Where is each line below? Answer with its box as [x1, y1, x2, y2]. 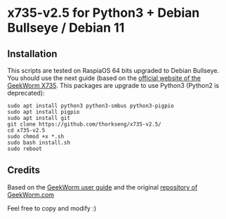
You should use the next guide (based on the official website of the [7, 74, 201, 82]
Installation [7, 48, 58, 60]
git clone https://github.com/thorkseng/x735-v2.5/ [7, 121, 161, 128]
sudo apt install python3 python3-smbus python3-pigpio [7, 102, 174, 109]
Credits [7, 164, 41, 176]
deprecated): [7, 89, 45, 97]
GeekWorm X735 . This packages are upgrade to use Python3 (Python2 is [7, 81, 220, 89]
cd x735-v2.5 [7, 127, 46, 134]
